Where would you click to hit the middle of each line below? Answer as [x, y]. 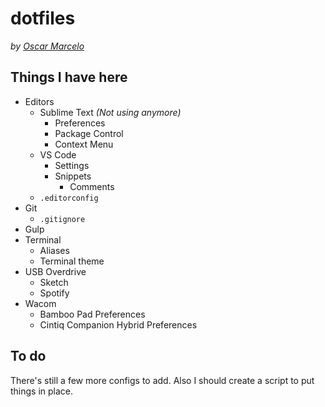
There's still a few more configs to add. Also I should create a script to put [162, 380]
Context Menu [84, 144]
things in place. [42, 391]
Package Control [89, 133]
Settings [72, 165]
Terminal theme [72, 261]
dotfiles [43, 18]
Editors [39, 101]
